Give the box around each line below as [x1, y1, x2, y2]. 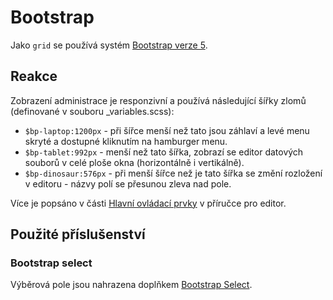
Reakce [10, 68, 58, 85]
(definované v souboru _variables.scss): [10, 105, 175, 117]
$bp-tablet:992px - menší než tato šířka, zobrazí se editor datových [24, 146, 304, 158]
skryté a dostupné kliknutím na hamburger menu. [24, 135, 228, 147]
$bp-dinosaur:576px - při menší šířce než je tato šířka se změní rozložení [24, 167, 323, 179]
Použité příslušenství [10, 226, 146, 243]
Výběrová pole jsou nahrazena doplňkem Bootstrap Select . [10, 279, 253, 291]
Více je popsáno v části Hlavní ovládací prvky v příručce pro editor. [10, 197, 287, 209]
